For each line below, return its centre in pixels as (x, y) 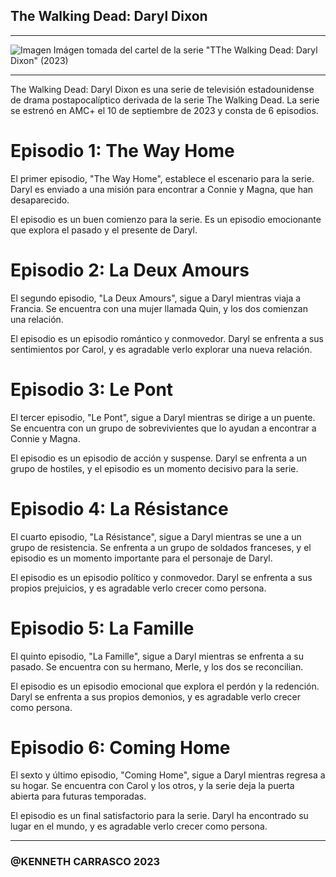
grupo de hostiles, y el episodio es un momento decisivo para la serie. (154, 468)
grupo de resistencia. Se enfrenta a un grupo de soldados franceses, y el (161, 547)
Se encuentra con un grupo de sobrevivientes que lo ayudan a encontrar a (163, 428)
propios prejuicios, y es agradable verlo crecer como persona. (138, 588)
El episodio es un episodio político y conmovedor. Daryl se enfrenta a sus (161, 577)
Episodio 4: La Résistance (119, 508)
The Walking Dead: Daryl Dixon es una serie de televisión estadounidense (162, 89)
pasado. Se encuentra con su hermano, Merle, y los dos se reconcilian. (157, 666)
